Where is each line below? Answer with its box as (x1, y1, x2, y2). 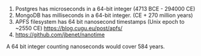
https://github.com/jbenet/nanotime (15, 31, 105, 38)
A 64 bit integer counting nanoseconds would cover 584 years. (6, 43, 165, 50)
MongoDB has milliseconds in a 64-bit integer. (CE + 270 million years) (15, 12, 193, 19)
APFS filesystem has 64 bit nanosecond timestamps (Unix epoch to (15, 18, 185, 25)
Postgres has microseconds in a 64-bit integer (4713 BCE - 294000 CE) (15, 5, 196, 12)
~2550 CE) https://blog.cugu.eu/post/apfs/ (15, 24, 123, 32)
